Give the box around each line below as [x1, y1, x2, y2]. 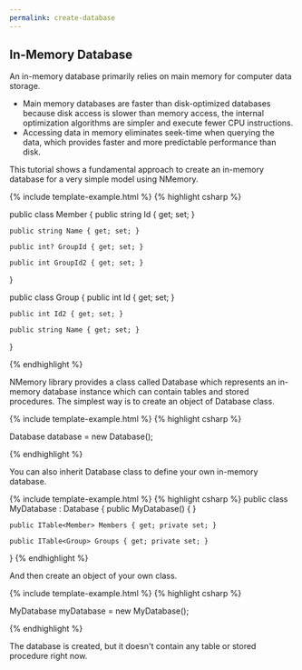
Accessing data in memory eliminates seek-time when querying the [22, 127, 275, 138]
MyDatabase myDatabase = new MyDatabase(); [9, 605, 190, 616]
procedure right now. [9, 651, 88, 662]
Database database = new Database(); [9, 431, 154, 442]
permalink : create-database [9, 13, 116, 23]
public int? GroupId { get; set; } [9, 243, 144, 252]
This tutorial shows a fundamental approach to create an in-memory [9, 165, 265, 175]
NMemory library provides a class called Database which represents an [9, 376, 277, 387]
